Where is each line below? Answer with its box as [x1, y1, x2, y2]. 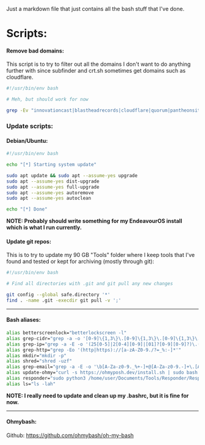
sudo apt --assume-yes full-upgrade [6, 184, 99, 190]
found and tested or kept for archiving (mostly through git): [6, 258, 154, 265]
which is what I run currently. [6, 224, 82, 231]
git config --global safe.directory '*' [6, 292, 111, 298]
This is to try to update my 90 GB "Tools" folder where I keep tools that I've [6, 251, 195, 259]
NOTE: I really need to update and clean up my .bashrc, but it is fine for [6, 392, 189, 399]
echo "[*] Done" [6, 206, 48, 212]
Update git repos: [6, 237, 52, 245]
